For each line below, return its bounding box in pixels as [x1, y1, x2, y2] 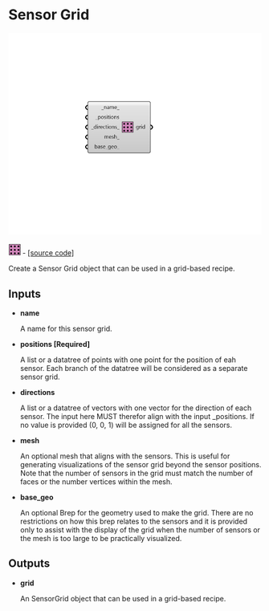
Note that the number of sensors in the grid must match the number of [19, 468, 253, 478]
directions [19, 387, 55, 397]
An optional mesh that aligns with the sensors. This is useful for [19, 451, 230, 461]
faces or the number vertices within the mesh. [19, 476, 173, 487]
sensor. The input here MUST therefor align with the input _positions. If [19, 411, 255, 421]
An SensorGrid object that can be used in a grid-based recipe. [19, 593, 226, 603]
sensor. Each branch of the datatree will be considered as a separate [19, 363, 248, 373]
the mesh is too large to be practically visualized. [19, 533, 182, 543]
